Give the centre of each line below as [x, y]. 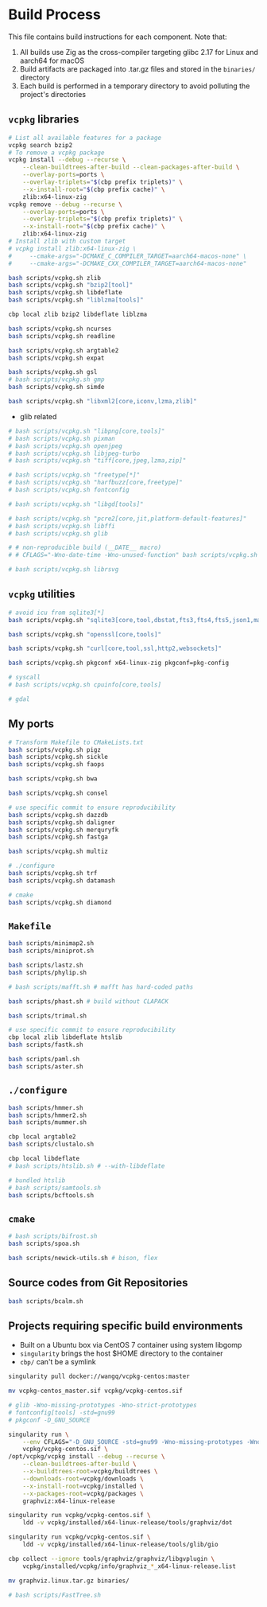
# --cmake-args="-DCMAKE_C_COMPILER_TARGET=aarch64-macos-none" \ [128, 256]
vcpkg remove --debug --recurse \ [66, 204]
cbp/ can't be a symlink [58, 1362]
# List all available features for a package [85, 138]
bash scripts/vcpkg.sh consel [58, 793]
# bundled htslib [37, 1180]
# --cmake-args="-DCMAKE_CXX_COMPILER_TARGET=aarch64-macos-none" [128, 263]
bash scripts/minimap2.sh [51, 944]
